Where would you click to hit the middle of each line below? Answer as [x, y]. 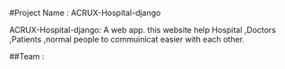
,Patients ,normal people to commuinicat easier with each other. [127, 39]
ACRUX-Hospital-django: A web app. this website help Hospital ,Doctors [142, 30]
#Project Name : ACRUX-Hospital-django [85, 13]
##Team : [27, 56]
